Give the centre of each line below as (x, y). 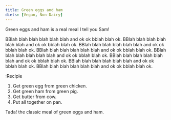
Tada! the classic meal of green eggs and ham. (55, 112)
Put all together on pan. (37, 102)
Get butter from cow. (35, 97)
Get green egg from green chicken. (50, 86)
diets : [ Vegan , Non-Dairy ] (34, 15)
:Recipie (14, 76)
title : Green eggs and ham (34, 10)
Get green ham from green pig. (45, 91)
